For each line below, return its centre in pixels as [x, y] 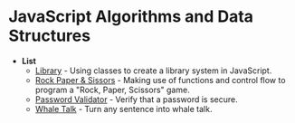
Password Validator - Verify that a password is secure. [136, 99]
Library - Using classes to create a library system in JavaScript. [153, 71]
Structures [50, 36]
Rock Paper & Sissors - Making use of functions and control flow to [160, 80]
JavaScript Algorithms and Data [131, 17]
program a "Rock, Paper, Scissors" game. [113, 90]
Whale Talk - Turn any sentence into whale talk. [124, 109]
